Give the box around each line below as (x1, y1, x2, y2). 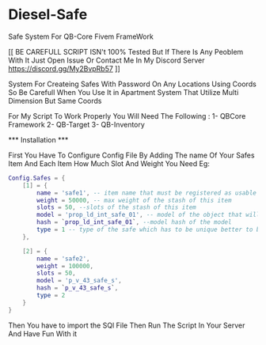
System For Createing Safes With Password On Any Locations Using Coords (8, 79, 257, 89)
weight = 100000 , (36, 262, 93, 270)
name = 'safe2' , (36, 255, 90, 263)
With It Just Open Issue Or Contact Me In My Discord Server (8, 55, 205, 65)
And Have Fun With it (8, 328, 78, 338)
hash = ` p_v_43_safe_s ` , (36, 284, 119, 292)
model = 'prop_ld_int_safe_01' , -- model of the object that (36, 211, 243, 219)
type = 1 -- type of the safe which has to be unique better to (36, 226, 253, 234)
